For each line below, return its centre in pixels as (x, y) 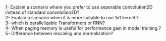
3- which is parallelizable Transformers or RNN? (55, 23)
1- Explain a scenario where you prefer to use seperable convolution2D (79, 7)
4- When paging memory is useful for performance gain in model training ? (83, 28)
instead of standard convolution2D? (42, 12)
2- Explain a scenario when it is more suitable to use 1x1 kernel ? (72, 18)
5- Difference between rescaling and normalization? (59, 33)
